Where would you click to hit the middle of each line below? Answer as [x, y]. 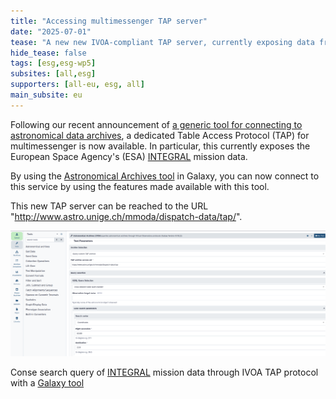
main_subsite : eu [46, 95]
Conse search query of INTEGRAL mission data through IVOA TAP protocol [164, 372]
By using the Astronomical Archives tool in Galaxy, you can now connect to [165, 176]
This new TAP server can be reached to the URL [109, 206]
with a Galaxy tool [47, 383]
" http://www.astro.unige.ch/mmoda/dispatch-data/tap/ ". [126, 216]
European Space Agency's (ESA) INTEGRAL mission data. [129, 156]
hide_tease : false [48, 53]
